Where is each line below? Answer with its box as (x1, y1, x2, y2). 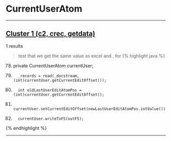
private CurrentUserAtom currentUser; (13, 62, 93, 68)
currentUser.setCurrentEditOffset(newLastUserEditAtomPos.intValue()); (13, 106, 168, 112)
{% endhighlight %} (6, 125, 47, 131)
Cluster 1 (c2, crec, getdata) (6, 29, 95, 38)
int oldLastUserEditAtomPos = (18, 87, 82, 93)
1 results (6, 43, 23, 49)
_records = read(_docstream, (18, 73, 80, 79)
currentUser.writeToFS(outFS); (18, 116, 84, 121)
